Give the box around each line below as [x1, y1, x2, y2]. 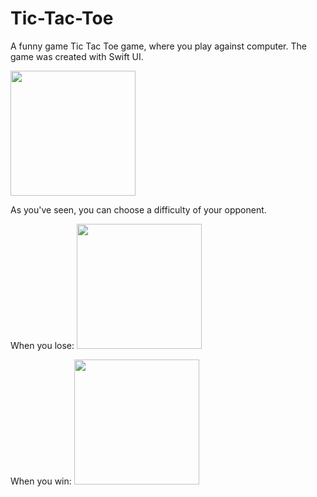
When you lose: [10, 339, 75, 351]
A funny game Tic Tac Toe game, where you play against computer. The [10, 40, 307, 52]
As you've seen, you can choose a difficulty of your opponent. [10, 203, 267, 216]
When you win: [10, 475, 72, 487]
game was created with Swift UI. [10, 50, 144, 62]
